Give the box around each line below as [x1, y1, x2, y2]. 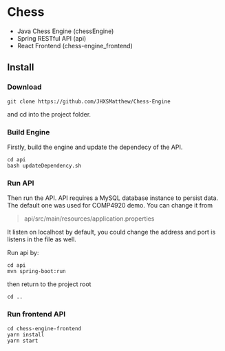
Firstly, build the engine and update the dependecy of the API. [7, 143, 183, 151]
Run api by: [7, 249, 39, 257]
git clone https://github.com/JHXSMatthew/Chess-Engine [7, 98, 171, 105]
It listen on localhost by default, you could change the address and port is [7, 228, 216, 237]
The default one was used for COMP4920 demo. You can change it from [7, 201, 213, 210]
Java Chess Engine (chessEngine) [17, 27, 114, 35]
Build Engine [7, 127, 50, 137]
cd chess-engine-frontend [7, 325, 81, 332]
